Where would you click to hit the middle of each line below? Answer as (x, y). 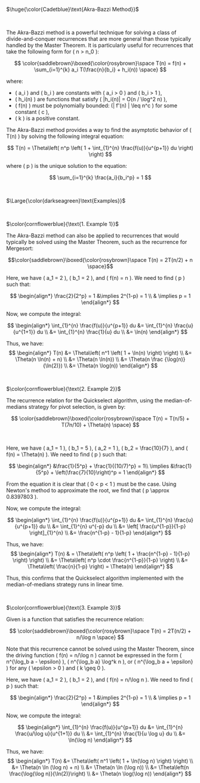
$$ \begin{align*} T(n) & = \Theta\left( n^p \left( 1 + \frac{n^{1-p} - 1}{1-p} (100, 554)
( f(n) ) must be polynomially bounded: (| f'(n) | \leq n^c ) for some (96, 106)
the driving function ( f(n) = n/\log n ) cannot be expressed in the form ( (94, 655)
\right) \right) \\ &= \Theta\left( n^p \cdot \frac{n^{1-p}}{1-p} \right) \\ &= (100, 560)
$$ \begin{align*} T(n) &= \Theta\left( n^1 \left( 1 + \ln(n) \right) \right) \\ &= (100, 353)
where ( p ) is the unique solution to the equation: (67, 166)
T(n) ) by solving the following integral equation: (65, 136)
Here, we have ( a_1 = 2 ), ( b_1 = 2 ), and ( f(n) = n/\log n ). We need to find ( (99, 680)
